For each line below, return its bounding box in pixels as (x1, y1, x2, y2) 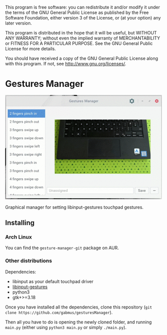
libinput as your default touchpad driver (12, 278, 93, 284)
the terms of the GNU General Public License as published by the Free (5, 9, 149, 15)
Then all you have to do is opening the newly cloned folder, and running (5, 319, 152, 325)
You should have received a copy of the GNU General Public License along (5, 55, 158, 61)
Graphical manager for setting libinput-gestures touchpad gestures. (5, 204, 144, 210)
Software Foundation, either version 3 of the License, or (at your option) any (5, 15, 161, 20)
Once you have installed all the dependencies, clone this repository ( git (5, 304, 153, 310)
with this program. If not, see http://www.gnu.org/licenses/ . (5, 61, 127, 66)
